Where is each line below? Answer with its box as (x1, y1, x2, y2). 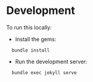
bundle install (11, 47, 50, 53)
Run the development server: (14, 58, 88, 65)
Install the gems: (14, 35, 56, 43)
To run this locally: (6, 24, 53, 31)
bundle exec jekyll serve (11, 69, 77, 76)
